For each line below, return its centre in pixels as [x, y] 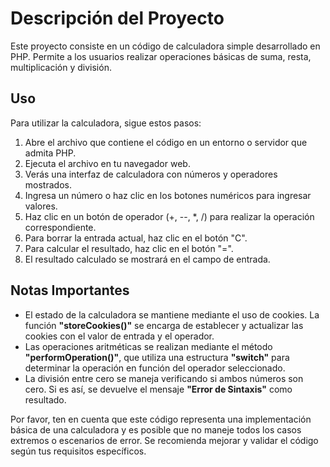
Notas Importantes [70, 290]
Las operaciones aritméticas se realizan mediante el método [148, 346]
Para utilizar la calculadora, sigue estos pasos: [106, 123]
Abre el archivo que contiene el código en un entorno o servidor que [166, 142]
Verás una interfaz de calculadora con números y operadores [151, 174]
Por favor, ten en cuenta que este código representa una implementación [161, 419]
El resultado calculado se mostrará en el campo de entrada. [147, 259]
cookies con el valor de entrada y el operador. [119, 336]
